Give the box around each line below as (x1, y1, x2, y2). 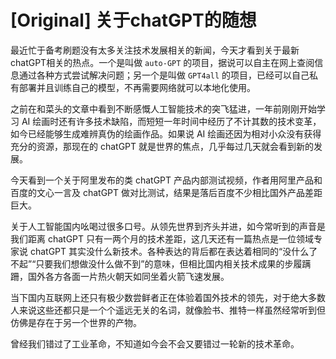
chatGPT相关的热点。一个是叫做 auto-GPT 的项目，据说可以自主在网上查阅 (10, 56, 315, 68)
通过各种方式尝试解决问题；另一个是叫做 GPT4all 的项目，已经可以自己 (18, 69, 310, 81)
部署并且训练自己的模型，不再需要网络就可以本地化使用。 (18, 81, 256, 93)
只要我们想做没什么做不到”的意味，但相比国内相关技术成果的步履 (35, 257, 303, 270)
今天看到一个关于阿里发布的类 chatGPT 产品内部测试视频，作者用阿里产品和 (10, 174, 323, 186)
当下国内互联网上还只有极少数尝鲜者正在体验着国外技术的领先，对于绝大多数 (10, 291, 326, 303)
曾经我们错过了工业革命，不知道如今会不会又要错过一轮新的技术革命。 (10, 337, 300, 350)
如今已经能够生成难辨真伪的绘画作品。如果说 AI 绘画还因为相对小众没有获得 (10, 127, 322, 140)
